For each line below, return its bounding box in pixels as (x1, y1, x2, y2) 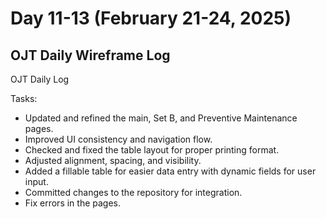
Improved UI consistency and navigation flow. (24, 133, 213, 145)
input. (24, 176, 49, 187)
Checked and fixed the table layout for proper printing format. (24, 144, 280, 156)
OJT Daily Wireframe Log (10, 47, 171, 64)
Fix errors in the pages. (24, 197, 122, 209)
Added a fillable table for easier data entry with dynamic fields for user (24, 165, 317, 177)
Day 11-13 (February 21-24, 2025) (10, 7, 292, 30)
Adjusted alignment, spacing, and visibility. (24, 155, 202, 166)
